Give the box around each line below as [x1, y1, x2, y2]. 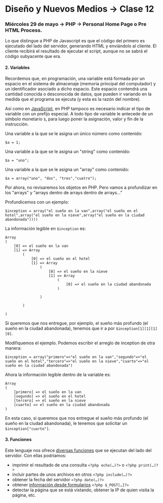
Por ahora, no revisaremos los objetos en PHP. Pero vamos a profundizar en [5, 184, 158, 190]
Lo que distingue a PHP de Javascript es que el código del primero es [5, 38, 145, 44]
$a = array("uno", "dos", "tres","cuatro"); [5, 176, 97, 181]
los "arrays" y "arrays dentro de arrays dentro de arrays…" [5, 189, 123, 195]
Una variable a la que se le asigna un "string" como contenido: [5, 149, 130, 154]
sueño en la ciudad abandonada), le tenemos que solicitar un [5, 420, 127, 426]
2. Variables [5, 65, 30, 71]
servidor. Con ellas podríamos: [5, 452, 67, 458]
